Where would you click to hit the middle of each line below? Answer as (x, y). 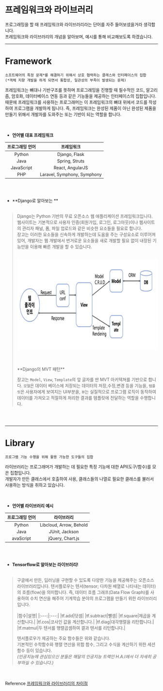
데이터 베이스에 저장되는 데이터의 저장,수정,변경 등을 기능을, (91, 385)
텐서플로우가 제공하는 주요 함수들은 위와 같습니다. (64, 638)
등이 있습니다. (39, 650)
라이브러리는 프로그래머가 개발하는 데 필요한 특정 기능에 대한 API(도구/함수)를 (78, 467)
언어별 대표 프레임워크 (33, 135)
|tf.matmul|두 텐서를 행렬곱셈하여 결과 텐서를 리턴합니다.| (71, 628)
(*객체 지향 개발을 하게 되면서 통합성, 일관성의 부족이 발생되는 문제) (66, 80)
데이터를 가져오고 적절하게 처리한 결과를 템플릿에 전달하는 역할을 (78, 397)
